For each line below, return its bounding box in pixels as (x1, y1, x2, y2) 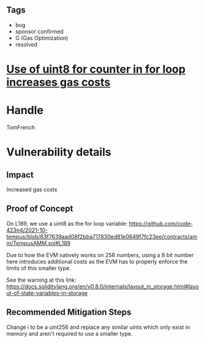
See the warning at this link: (6, 276, 76, 283)
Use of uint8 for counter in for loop (6, 63, 185, 76)
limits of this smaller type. (6, 264, 72, 272)
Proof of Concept (6, 204, 73, 214)
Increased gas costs (6, 185, 58, 193)
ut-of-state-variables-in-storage (6, 289, 88, 296)
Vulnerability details (6, 145, 111, 159)
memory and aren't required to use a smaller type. (6, 330, 133, 337)
